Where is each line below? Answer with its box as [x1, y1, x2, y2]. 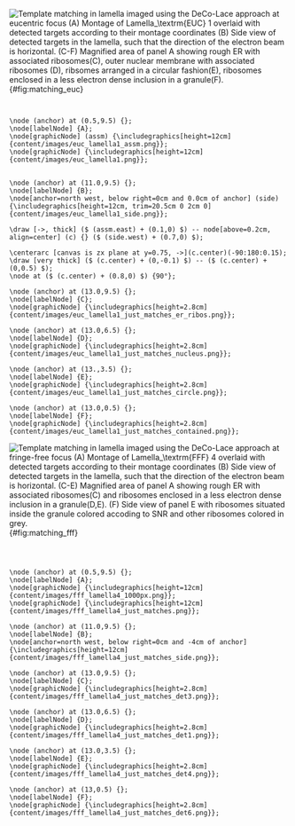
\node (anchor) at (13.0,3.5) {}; [9, 746, 137, 755]
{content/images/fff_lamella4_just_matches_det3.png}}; [9, 692, 220, 701]
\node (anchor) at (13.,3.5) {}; [9, 365, 133, 374]
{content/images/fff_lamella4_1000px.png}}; [9, 591, 176, 600]
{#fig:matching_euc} [9, 84, 84, 94]
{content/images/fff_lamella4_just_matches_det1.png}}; [9, 731, 220, 740]
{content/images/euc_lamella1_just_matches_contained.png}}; [9, 427, 240, 436]
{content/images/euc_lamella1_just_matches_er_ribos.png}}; [9, 311, 237, 319]
